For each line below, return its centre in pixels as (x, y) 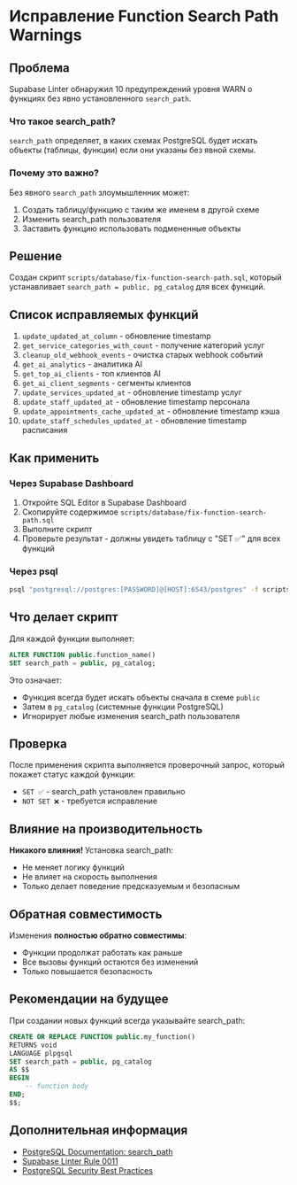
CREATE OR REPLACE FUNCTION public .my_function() (103, 1037)
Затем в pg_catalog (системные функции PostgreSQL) (122, 707)
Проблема (40, 68)
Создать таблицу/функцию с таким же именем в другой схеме (141, 209)
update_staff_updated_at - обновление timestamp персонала (136, 402)
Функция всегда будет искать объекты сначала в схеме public (141, 697)
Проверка (38, 744)
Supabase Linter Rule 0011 (70, 1161)
